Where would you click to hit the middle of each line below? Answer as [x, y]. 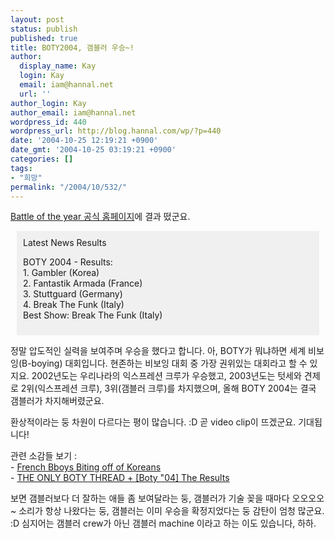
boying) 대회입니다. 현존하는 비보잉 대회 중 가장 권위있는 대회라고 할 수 [169, 363]
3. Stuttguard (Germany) [73, 294]
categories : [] [42, 159]
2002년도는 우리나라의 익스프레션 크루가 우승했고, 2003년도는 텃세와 [166, 376]
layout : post [37, 19]
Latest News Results [65, 243]
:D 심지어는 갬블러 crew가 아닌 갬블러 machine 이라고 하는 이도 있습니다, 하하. [163, 523]
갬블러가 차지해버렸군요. [57, 401]
